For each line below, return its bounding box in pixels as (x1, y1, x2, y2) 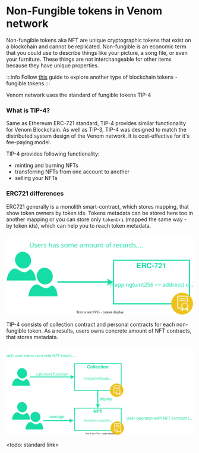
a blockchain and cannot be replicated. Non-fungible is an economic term (6, 43, 187, 50)
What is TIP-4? (6, 106, 50, 114)
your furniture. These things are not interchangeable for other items (6, 55, 172, 63)
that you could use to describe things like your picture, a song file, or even (6, 49, 188, 56)
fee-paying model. (6, 139, 52, 146)
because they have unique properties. (6, 61, 99, 69)
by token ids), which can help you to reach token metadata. (6, 222, 151, 229)
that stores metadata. (6, 333, 58, 340)
